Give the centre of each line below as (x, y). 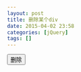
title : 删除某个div (33, 20)
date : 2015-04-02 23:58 (41, 26)
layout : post (26, 13)
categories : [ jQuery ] (38, 32)
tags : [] (19, 39)
